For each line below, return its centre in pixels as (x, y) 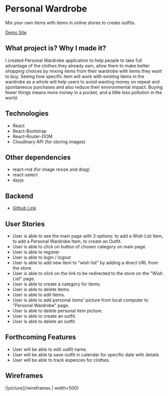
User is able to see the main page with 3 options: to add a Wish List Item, (88, 236)
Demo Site (16, 32)
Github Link (24, 208)
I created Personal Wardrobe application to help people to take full (73, 60)
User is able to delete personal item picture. (57, 311)
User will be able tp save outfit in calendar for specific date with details (86, 354)
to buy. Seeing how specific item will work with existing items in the (75, 76)
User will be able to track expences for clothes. (61, 360)
